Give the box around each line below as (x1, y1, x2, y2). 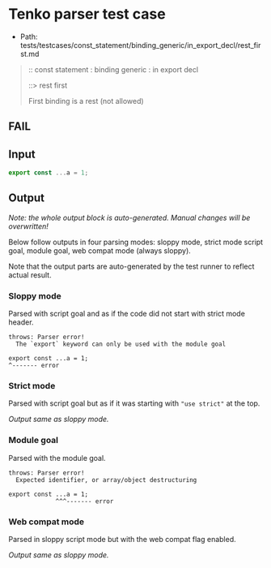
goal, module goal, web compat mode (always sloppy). (8, 245, 192, 256)
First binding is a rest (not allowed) (28, 96, 144, 105)
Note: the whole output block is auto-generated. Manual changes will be (8, 213, 251, 222)
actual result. (8, 269, 52, 280)
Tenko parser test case (8, 5, 166, 24)
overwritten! (8, 221, 49, 231)
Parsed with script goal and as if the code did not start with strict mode (8, 309, 245, 319)
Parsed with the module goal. (8, 453, 107, 463)
